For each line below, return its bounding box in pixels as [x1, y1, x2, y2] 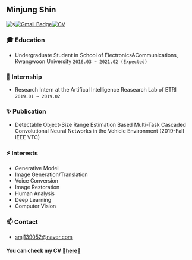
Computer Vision [14, 202, 56, 209]
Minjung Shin [6, 5, 56, 15]
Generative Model [14, 165, 59, 171]
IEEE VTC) [14, 133, 40, 140]
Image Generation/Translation [14, 171, 88, 178]
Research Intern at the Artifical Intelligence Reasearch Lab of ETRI [14, 86, 177, 93]
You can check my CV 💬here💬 [6, 247, 81, 254]
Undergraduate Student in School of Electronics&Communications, [14, 52, 178, 59]
